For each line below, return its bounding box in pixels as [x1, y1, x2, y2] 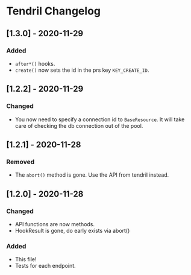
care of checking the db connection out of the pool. [14, 122, 143, 129]
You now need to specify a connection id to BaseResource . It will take [14, 116, 185, 123]
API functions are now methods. [14, 220, 95, 227]
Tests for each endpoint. [14, 262, 77, 270]
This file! [14, 256, 37, 263]
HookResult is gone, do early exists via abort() [14, 227, 130, 234]
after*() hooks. [14, 60, 55, 67]
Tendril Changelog [6, 4, 101, 18]
